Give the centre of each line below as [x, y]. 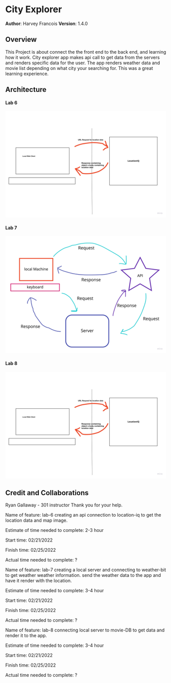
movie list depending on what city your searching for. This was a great [79, 68]
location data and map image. [36, 520]
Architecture [26, 90]
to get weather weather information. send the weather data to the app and [83, 575]
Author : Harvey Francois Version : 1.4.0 [47, 23]
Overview [21, 40]
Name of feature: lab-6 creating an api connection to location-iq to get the [83, 515]
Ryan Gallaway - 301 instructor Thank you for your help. [64, 505]
